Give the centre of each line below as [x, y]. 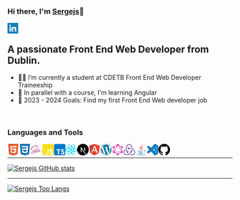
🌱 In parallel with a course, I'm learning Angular [87, 93]
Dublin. [24, 60]
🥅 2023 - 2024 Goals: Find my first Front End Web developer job [112, 100]
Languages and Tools [45, 132]
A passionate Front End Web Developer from [108, 49]
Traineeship [35, 85]
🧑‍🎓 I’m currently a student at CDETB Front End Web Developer [109, 78]
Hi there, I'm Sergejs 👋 [46, 11]
